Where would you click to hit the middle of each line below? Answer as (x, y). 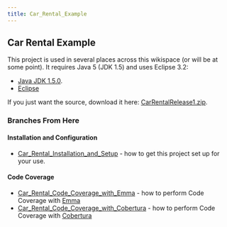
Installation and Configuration (52, 137)
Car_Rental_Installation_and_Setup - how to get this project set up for (118, 153)
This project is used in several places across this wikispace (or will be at (113, 60)
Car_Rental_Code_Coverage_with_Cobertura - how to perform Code (116, 208)
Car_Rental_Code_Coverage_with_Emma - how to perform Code (111, 193)
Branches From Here (43, 121)
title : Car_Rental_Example (47, 14)
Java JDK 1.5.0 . (40, 81)
